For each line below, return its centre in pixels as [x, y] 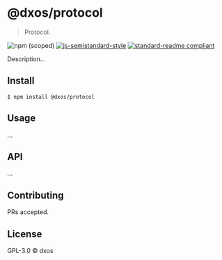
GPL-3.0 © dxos [30, 251]
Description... [26, 59]
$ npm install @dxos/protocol [51, 97]
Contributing [35, 195]
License [25, 234]
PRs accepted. [28, 212]
